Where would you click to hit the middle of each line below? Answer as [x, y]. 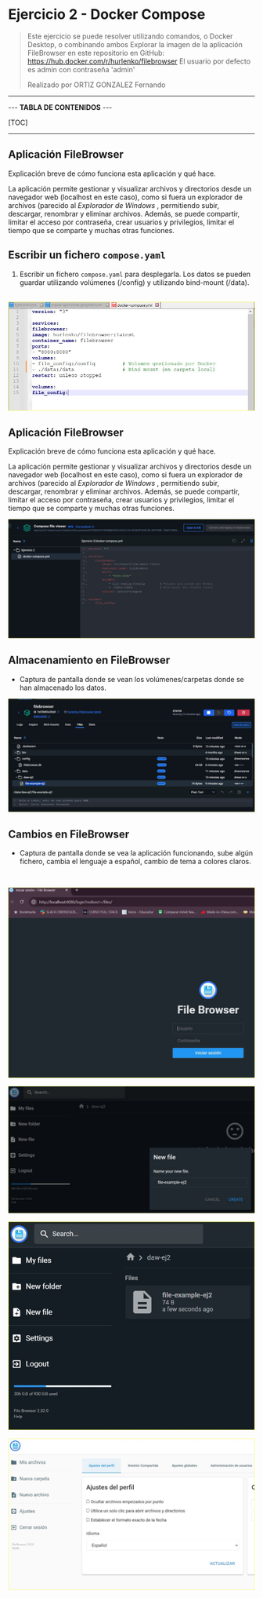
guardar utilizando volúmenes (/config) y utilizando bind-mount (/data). [134, 282]
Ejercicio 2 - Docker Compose [107, 15]
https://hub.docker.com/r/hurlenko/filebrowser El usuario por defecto [139, 61]
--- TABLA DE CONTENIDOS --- [60, 107]
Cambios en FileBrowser [69, 834]
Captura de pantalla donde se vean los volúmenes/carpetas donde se [131, 679]
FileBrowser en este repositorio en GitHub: [96, 53]
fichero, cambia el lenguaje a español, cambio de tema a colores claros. [135, 861]
